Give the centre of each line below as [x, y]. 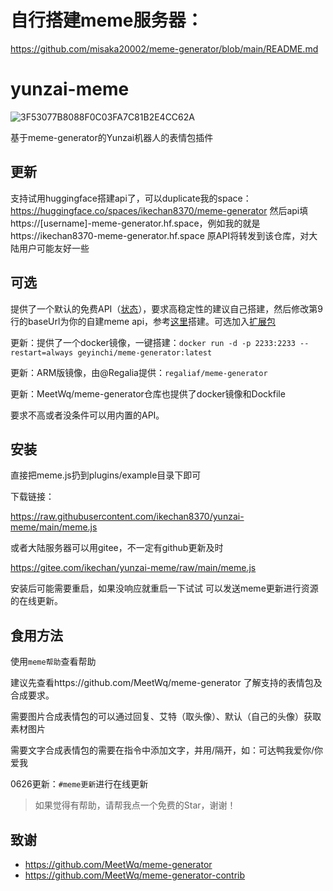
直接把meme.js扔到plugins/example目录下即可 [106, 475]
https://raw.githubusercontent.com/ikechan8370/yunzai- [127, 517]
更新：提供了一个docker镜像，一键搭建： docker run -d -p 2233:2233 [153, 342]
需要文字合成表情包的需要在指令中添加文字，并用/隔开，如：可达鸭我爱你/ [162, 750]
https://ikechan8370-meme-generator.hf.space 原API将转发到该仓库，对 [160, 235]
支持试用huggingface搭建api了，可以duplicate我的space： [131, 198]
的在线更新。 [36, 601]
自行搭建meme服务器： [107, 20]
